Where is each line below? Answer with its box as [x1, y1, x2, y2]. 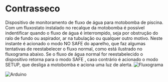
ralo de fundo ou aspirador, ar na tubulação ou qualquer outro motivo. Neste [5, 35, 163, 41]
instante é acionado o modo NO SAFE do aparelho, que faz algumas [5, 40, 146, 46]
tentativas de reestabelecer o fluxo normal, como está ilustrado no [5, 46, 143, 52]
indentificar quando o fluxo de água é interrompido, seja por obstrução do [5, 30, 158, 36]
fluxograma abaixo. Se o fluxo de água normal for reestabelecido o [5, 51, 143, 57]
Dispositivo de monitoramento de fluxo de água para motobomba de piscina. [5, 19, 163, 25]
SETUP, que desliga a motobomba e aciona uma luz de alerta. [5, 62, 133, 68]
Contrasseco [5, 3, 60, 14]
